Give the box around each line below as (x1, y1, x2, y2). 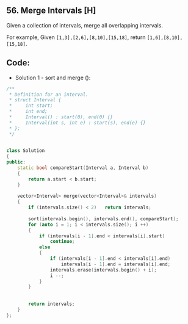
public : (6, 159, 26, 165)
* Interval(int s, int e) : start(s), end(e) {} (9, 120, 146, 126)
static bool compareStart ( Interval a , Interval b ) (17, 165, 149, 171)
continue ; (49, 239, 75, 245)
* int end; (9, 109, 48, 115)
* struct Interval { (9, 97, 62, 103)
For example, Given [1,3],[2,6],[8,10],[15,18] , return (6, 34, 146, 41)
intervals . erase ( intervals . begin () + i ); (49, 267, 157, 273)
